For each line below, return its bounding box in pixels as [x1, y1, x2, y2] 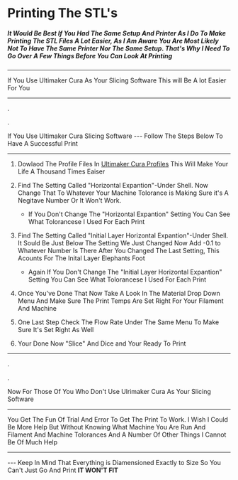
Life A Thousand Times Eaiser [17, 167, 106, 176]
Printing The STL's [7, 5, 118, 21]
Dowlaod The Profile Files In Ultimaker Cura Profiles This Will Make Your [17, 160, 229, 169]
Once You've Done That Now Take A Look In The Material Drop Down [17, 289, 221, 298]
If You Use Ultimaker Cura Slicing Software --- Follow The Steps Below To [7, 132, 223, 140]
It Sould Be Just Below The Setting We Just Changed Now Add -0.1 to [17, 239, 221, 247]
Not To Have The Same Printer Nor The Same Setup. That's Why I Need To [7, 44, 230, 53]
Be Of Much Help [7, 438, 58, 447]
